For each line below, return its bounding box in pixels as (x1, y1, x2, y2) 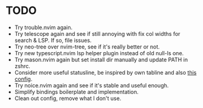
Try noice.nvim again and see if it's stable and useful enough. (14, 81, 169, 89)
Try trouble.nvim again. (14, 24, 73, 31)
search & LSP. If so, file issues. (14, 36, 92, 44)
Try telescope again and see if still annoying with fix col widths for (14, 30, 181, 37)
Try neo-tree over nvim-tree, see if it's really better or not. (14, 43, 160, 50)
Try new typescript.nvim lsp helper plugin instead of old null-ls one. (14, 49, 184, 56)
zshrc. (14, 62, 31, 70)
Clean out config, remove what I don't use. (14, 95, 122, 102)
